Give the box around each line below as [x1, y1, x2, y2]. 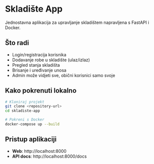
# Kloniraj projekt [5, 99, 45, 104]
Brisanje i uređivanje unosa [12, 67, 67, 73]
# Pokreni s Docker [5, 117, 45, 122]
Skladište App [5, 3, 63, 15]
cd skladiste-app [5, 109, 40, 113]
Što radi [5, 39, 29, 47]
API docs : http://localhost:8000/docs [12, 153, 87, 159]
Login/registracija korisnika [12, 52, 67, 57]
